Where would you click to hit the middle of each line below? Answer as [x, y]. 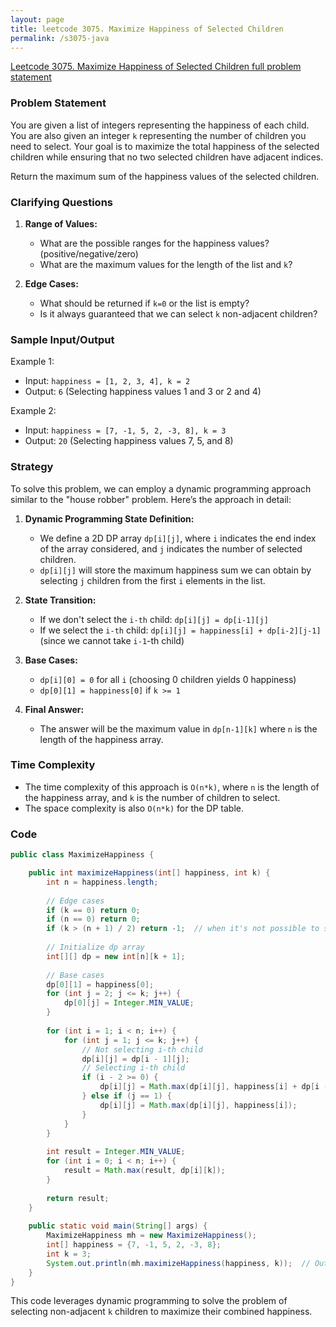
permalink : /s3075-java [60, 38]
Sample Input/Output [62, 339]
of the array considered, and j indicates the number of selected [171, 548]
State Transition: [60, 600]
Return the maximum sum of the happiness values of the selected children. [165, 176]
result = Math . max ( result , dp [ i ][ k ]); [144, 1171]
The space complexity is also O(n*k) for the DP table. [134, 808]
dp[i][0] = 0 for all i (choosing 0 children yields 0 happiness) [168, 679]
